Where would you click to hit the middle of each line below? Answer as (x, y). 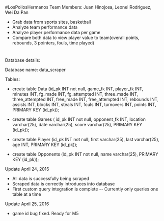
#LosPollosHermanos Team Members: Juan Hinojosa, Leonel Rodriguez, (78, 7)
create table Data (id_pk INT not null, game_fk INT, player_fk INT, (78, 89)
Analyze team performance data (45, 27)
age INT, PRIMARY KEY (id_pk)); (45, 145)
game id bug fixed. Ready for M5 (45, 214)
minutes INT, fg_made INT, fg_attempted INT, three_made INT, (75, 94)
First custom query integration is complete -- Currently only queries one (85, 189)
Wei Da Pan (17, 12)
